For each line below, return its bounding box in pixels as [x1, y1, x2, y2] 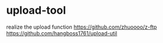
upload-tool [6, 4, 67, 17]
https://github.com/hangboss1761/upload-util [6, 29, 117, 36]
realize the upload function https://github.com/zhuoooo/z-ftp [6, 23, 157, 30]
